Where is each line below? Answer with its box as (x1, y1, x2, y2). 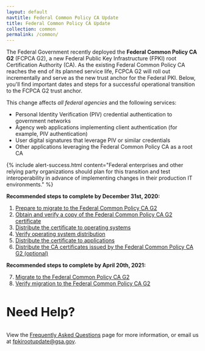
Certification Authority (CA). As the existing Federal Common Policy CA (6, 62, 185, 69)
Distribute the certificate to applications (15, 237, 115, 244)
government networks (15, 117, 71, 125)
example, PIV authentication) (15, 130, 88, 138)
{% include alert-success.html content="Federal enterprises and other (6, 161, 184, 169)
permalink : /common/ (6, 32, 59, 38)
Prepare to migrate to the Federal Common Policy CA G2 (15, 205, 157, 212)
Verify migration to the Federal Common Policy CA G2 (15, 280, 151, 287)
